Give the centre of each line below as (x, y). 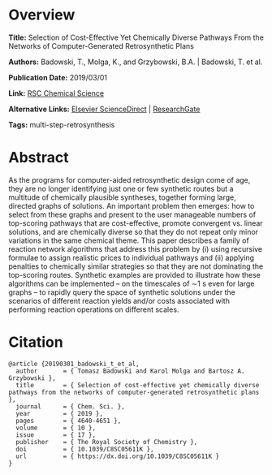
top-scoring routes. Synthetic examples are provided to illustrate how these (135, 274)
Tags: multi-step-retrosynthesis (62, 124)
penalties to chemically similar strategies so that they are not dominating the (136, 266)
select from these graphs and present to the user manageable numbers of (132, 214)
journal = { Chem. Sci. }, (71, 406)
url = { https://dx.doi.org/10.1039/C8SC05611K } (118, 456)
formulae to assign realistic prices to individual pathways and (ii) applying (131, 257)
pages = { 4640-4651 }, (69, 421)
